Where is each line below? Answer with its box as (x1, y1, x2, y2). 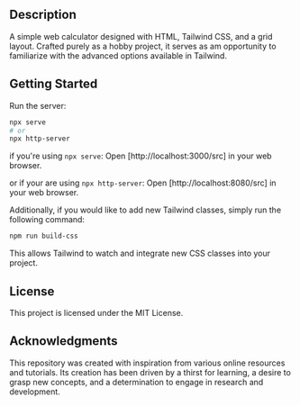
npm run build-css (9, 231, 78, 241)
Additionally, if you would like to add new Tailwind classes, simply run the (9, 204, 282, 215)
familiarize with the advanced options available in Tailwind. (9, 50, 228, 61)
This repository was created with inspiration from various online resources (9, 357, 286, 368)
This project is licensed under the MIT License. (9, 307, 184, 318)
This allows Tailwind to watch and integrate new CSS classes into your (9, 248, 271, 259)
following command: (9, 214, 86, 225)
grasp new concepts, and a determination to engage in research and (9, 376, 264, 387)
